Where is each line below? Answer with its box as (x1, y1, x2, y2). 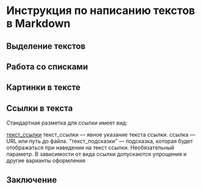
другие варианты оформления (6, 157, 86, 165)
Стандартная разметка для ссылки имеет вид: (6, 119, 128, 127)
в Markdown (6, 16, 71, 30)
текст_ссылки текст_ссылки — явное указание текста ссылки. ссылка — (6, 131, 196, 138)
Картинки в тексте (6, 82, 81, 93)
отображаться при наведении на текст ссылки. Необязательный (6, 144, 175, 151)
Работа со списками (6, 62, 88, 72)
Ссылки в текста (6, 103, 73, 113)
